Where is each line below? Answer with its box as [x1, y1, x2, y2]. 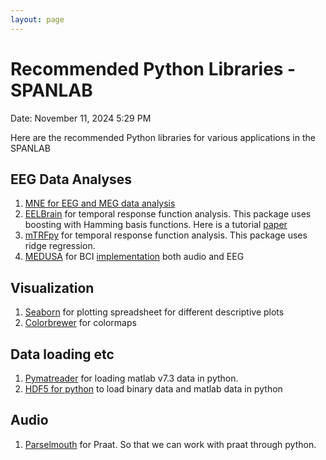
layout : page [10, 14, 65, 25]
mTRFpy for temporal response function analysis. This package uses [24, 229, 308, 241]
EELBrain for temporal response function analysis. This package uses [24, 208, 312, 220]
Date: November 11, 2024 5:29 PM [10, 112, 152, 124]
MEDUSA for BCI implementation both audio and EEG [24, 251, 245, 263]
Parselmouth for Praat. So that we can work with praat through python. [24, 438, 317, 450]
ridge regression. [24, 240, 96, 252]
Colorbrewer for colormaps [24, 317, 137, 329]
